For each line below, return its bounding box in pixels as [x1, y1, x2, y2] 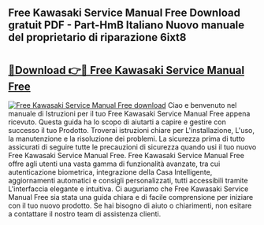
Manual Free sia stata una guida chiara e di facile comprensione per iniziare [8, 193, 254, 201]
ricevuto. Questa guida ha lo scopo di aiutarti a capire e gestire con [8, 117, 226, 127]
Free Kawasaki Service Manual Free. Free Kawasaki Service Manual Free [8, 151, 244, 160]
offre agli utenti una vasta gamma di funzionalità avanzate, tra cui [8, 159, 221, 168]
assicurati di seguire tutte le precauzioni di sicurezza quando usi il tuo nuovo [8, 142, 257, 152]
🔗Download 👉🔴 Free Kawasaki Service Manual [8, 63, 245, 77]
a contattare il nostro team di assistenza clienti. [8, 209, 162, 219]
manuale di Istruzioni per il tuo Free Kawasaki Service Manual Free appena [8, 109, 251, 118]
